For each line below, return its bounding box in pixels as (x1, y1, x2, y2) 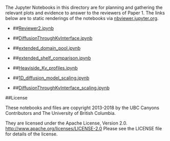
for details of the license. (5, 131, 58, 137)
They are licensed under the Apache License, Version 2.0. (5, 120, 128, 126)
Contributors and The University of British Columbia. (5, 110, 116, 116)
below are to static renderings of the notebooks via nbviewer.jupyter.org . (5, 15, 159, 21)
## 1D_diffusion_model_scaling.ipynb (12, 75, 90, 81)
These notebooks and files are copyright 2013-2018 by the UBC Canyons (5, 105, 160, 111)
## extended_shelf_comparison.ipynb (12, 55, 91, 61)
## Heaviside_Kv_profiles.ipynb (12, 65, 78, 71)
